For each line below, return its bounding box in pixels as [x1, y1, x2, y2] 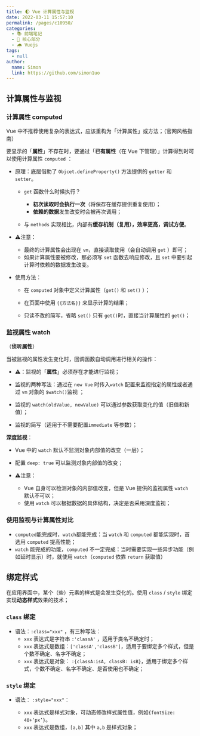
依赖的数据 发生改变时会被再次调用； [32, 208, 122, 215]
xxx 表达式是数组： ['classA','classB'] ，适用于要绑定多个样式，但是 [23, 642, 195, 649]
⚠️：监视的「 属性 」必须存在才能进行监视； [14, 368, 121, 375]
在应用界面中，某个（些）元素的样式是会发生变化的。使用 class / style [6, 589, 181, 596]
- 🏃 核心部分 [11, 36, 41, 42]
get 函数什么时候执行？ [23, 187, 81, 195]
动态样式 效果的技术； [17, 596, 69, 603]
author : [6, 58, 26, 64]
